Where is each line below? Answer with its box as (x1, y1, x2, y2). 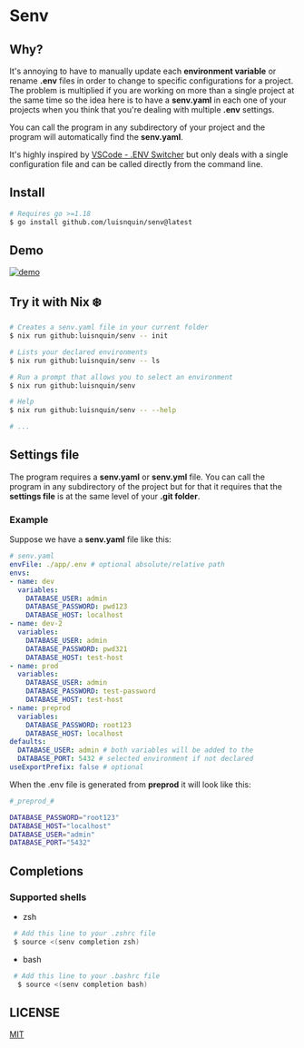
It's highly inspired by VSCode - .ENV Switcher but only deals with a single (9, 149, 289, 160)
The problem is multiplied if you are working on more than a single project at (9, 85, 295, 95)
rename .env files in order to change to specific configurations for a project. (9, 75, 294, 86)
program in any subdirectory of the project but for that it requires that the (9, 480, 283, 491)
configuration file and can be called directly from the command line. (9, 159, 263, 169)
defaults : (9, 737, 47, 746)
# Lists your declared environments (9, 347, 148, 357)
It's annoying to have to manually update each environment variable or (9, 65, 277, 76)
